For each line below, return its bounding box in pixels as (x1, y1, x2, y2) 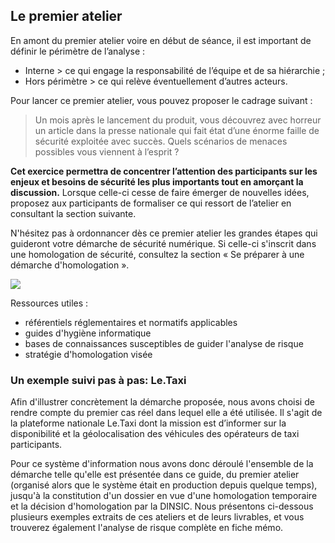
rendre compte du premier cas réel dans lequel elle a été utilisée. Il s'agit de (10, 407, 323, 419)
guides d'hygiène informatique (24, 327, 152, 339)
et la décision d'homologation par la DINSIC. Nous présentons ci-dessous (10, 500, 314, 513)
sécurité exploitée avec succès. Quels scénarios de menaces (34, 135, 288, 147)
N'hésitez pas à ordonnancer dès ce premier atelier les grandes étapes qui (10, 227, 318, 239)
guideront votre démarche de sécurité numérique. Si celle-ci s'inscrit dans (10, 237, 317, 249)
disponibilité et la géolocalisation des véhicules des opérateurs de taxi (10, 428, 300, 440)
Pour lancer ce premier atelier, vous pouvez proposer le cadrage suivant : (10, 94, 313, 106)
